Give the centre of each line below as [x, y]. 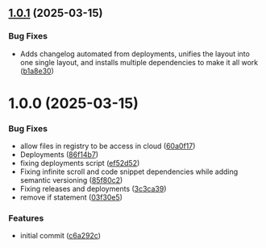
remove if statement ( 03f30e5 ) [71, 197]
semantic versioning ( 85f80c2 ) [71, 180]
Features [26, 218]
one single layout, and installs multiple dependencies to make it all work [139, 62]
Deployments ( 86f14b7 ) [59, 155]
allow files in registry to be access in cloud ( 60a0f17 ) [108, 146]
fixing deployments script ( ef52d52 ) [80, 163]
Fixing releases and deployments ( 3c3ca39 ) [93, 189]
